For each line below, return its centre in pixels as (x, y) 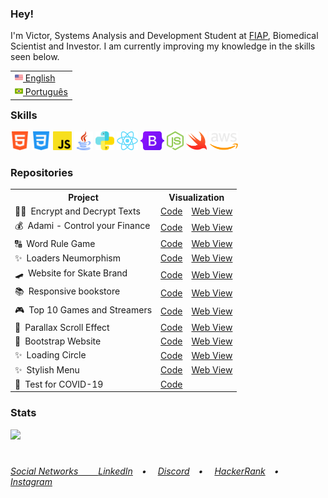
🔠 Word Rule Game (55, 243)
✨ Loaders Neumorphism (68, 258)
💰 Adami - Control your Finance (82, 226)
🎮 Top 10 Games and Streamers (83, 309)
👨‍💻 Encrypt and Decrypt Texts (77, 211)
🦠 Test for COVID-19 (59, 384)
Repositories (42, 173)
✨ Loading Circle (50, 355)
